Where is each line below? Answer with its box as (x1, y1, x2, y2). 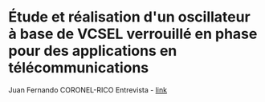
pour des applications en (8, 42, 177, 60)
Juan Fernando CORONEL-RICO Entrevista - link (8, 84, 167, 95)
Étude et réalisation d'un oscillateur (8, 8, 251, 26)
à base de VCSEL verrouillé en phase (8, 25, 258, 43)
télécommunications (8, 59, 149, 77)
